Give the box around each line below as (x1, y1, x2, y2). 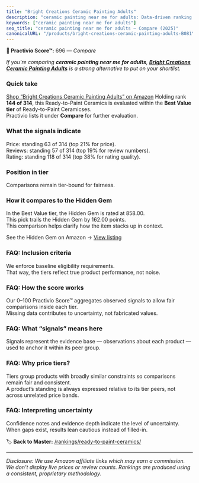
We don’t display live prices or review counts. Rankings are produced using (6, 463, 191, 471)
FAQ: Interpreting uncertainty (6, 406, 93, 415)
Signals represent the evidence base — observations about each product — (6, 338, 191, 345)
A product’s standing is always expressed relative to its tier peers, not (6, 385, 176, 392)
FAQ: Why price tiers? (6, 359, 70, 367)
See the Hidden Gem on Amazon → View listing (6, 234, 122, 241)
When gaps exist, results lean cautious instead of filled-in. (6, 426, 148, 433)
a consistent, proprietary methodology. (6, 470, 102, 477)
